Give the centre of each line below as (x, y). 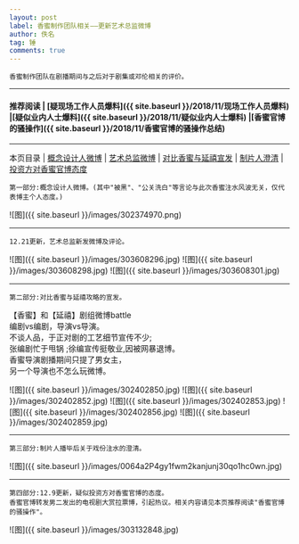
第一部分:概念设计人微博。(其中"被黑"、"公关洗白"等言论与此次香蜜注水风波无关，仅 (144, 188)
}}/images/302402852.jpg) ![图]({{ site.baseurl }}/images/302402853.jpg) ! (147, 401)
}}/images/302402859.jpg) (59, 422)
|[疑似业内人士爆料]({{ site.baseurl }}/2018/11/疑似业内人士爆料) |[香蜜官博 (148, 117)
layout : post (33, 17)
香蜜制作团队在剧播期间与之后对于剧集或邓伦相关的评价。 (99, 77)
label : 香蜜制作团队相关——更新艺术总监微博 (80, 26)
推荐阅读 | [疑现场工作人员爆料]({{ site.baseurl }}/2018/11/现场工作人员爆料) (149, 106)
